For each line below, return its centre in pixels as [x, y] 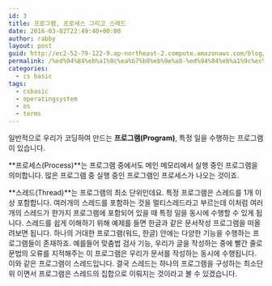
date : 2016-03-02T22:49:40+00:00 [65, 31]
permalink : [27, 62]
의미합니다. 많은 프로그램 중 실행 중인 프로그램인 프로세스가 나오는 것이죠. [124, 175]
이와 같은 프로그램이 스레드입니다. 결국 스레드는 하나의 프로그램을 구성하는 [125, 263]
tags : [17, 83]
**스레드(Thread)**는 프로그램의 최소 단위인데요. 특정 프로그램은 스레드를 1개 [131, 192]
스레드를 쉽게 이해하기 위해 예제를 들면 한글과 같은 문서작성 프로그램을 [136, 223]
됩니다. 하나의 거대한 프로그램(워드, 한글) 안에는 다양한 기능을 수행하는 [140, 233]
